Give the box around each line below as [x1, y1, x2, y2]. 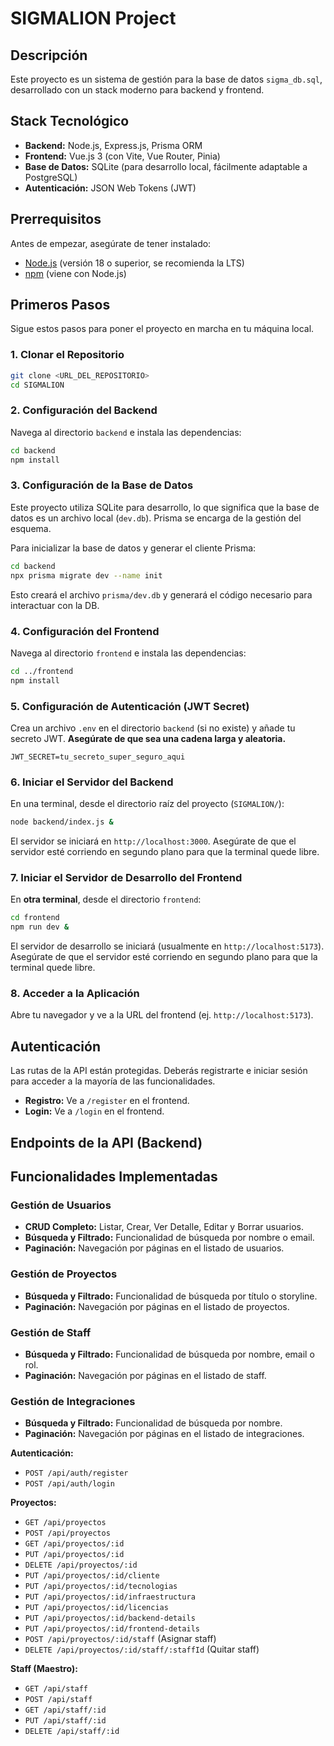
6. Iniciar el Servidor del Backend [10, 775, 174, 789]
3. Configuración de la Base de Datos [10, 478, 194, 492]
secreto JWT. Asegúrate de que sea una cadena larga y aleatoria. [10, 732, 287, 744]
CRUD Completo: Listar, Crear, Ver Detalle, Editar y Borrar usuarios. [24, 1221, 304, 1233]
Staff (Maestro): [10, 1663, 78, 1675]
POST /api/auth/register [24, 1468, 129, 1479]
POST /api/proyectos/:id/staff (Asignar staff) [24, 1633, 217, 1645]
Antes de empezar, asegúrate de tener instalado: [10, 237, 212, 249]
